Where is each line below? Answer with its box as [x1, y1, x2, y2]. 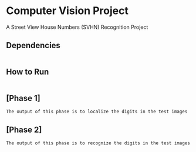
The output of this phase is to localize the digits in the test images [6, 109, 188, 115]
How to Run [6, 67, 49, 77]
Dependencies [6, 40, 60, 50]
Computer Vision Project [6, 4, 129, 18]
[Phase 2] [6, 124, 42, 134]
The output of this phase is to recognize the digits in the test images [6, 140, 191, 146]
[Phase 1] [6, 93, 41, 103]
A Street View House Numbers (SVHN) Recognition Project [6, 23, 148, 31]
